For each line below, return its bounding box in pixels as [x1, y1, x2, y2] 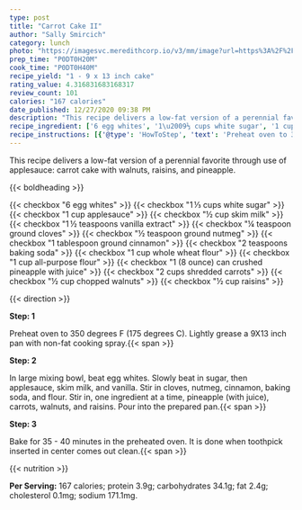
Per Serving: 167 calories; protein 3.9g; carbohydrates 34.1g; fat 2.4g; [9, 480, 269, 491]
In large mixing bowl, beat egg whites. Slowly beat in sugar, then [9, 372, 248, 383]
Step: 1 [9, 310, 36, 321]
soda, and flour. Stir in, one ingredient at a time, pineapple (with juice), [9, 391, 270, 402]
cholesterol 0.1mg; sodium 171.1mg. [9, 489, 138, 500]
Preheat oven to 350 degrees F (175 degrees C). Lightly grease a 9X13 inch [9, 327, 288, 338]
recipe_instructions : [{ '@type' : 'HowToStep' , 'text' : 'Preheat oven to [9, 130, 288, 139]
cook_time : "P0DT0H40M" [9, 64, 99, 73]
